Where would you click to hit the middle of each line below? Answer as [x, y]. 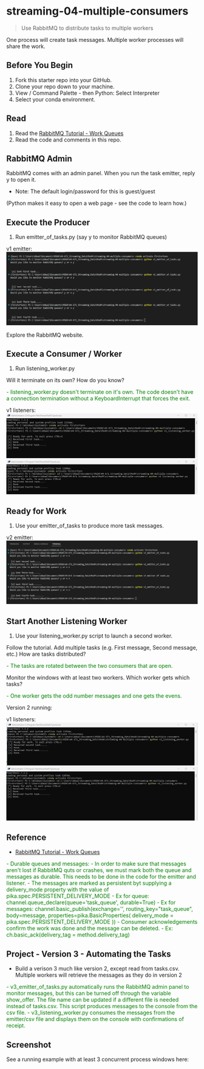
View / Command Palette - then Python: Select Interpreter [87, 93]
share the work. [26, 46]
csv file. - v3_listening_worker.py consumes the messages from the [90, 1012]
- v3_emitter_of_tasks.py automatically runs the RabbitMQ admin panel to [98, 987]
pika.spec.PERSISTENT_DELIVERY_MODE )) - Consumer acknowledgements [102, 922]
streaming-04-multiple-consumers [97, 11]
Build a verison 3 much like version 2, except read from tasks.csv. [97, 969]
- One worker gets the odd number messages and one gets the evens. [94, 696]
